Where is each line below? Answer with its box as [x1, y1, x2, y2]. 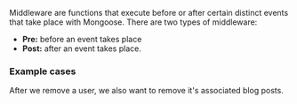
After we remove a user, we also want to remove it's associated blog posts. [9, 85, 285, 96]
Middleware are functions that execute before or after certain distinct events [9, 8, 289, 18]
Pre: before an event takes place [21, 34, 142, 44]
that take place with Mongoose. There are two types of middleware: [9, 17, 258, 27]
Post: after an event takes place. [21, 43, 142, 54]
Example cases [9, 65, 76, 78]
